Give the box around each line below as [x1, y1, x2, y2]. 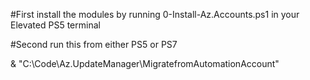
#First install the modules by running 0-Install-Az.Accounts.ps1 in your [10, 9, 300, 20]
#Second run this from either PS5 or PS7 [10, 39, 178, 50]
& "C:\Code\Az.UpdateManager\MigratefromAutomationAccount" [10, 58, 280, 69]
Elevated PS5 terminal [10, 19, 101, 31]
